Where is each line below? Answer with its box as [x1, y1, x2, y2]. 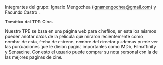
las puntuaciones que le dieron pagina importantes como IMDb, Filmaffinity [5, 44, 156, 49]
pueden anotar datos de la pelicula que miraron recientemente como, [5, 34, 144, 39]
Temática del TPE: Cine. [5, 19, 53, 24]
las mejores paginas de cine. [5, 54, 62, 60]
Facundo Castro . [5, 9, 40, 15]
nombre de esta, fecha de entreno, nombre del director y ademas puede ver [5, 39, 158, 44]
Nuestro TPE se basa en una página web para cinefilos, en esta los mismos [5, 28, 156, 34]
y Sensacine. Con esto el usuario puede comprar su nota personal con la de [5, 49, 158, 55]
